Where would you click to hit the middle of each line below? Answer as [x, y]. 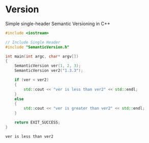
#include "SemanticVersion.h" [38, 47]
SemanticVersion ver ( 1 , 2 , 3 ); [48, 66]
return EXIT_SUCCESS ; [37, 122]
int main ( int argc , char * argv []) [42, 56]
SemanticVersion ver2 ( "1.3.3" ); [49, 71]
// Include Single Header [33, 42]
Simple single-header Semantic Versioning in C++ [58, 24]
